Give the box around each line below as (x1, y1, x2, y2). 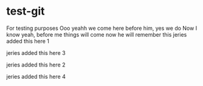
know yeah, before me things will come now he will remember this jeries (6, 30, 187, 38)
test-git (6, 4, 45, 18)
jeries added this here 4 (6, 73, 66, 80)
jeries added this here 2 (6, 61, 66, 68)
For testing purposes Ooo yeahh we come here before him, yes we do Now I (6, 24, 198, 32)
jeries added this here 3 (6, 49, 66, 56)
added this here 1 (6, 37, 50, 45)
